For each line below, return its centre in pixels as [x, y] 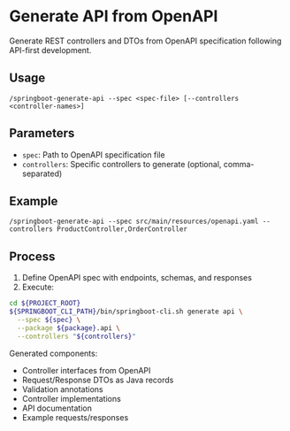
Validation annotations [62, 389]
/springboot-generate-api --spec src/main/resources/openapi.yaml [134, 222]
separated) [42, 173]
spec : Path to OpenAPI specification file [93, 154]
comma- [239, 164]
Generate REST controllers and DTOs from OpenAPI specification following [145, 41]
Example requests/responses [75, 417]
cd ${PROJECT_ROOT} [45, 304]
